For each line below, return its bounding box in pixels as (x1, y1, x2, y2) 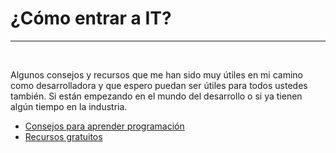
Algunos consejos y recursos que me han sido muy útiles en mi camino (10, 68, 304, 81)
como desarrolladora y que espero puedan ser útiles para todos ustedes (10, 79, 308, 91)
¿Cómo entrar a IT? (10, 7, 172, 30)
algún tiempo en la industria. (10, 100, 128, 112)
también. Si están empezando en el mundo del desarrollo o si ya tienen (10, 90, 303, 102)
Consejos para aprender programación (24, 120, 185, 132)
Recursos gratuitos (24, 130, 103, 142)
